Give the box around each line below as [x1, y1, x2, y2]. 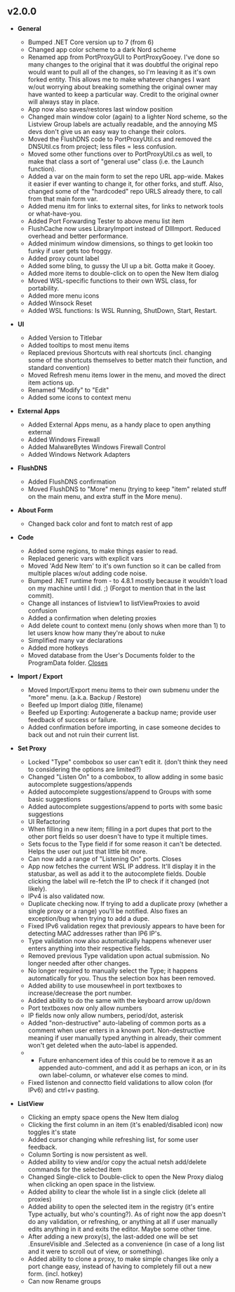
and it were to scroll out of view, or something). [27, 1247, 165, 1256]
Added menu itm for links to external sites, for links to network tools [27, 201, 224, 210]
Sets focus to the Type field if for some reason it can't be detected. [27, 839, 222, 848]
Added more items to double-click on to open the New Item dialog [27, 269, 219, 277]
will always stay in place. [27, 98, 100, 106]
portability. [27, 284, 60, 292]
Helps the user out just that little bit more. [27, 847, 148, 855]
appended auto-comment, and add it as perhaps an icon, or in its [38, 1063, 227, 1072]
